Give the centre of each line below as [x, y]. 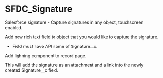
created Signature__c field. [32, 70]
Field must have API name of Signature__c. [55, 46]
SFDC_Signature [39, 9]
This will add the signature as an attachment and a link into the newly [74, 65]
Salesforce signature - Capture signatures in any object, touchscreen [74, 22]
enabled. [14, 27]
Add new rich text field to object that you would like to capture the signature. [82, 37]
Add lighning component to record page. [46, 55]
